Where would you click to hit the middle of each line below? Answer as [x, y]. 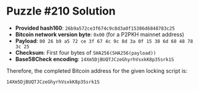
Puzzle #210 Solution [61, 11]
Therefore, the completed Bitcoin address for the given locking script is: [97, 70]
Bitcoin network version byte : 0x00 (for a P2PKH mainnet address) [100, 34]
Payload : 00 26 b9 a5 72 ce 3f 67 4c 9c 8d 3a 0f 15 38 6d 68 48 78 [104, 41]
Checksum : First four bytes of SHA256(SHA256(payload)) [85, 52]
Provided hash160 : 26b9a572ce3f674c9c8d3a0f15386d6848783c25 [95, 28]
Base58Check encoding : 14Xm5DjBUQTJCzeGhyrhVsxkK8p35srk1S [95, 59]
